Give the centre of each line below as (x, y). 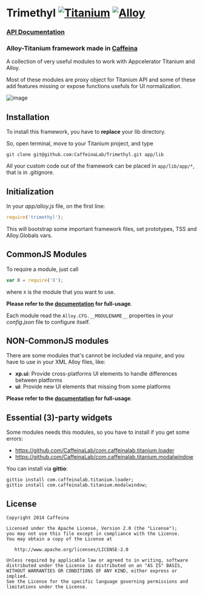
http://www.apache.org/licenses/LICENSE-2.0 (72, 550)
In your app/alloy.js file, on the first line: (56, 206)
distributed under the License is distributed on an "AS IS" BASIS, (95, 566)
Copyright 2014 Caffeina (38, 518)
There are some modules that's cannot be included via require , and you (95, 356)
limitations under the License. (47, 587)
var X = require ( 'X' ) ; (35, 280)
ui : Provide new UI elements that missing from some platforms (93, 387)
